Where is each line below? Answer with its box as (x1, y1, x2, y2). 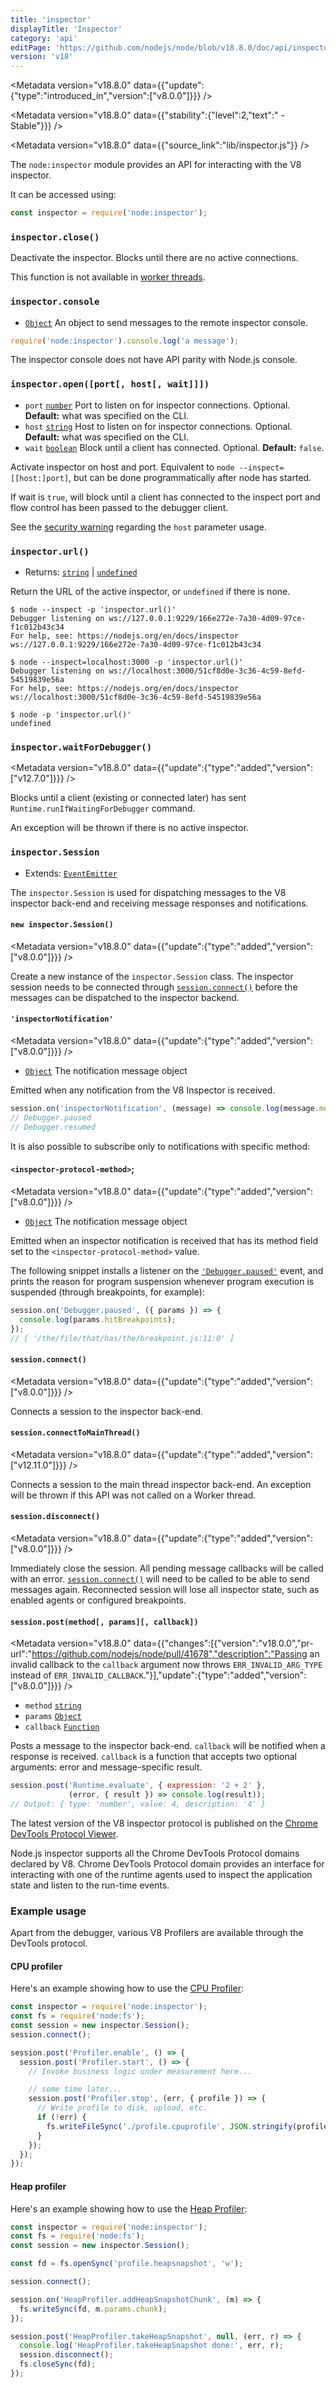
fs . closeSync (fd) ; (19, 2359, 97, 2370)
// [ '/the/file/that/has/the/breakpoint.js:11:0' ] (10, 1333, 235, 1343)
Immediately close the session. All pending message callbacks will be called (10, 1562, 324, 1574)
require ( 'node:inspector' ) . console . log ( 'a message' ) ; (10, 336, 240, 346)
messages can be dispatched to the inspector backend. (10, 991, 240, 1003)
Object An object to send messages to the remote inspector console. (24, 316, 308, 328)
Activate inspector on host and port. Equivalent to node (10, 461, 235, 473)
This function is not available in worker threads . (10, 271, 206, 283)
